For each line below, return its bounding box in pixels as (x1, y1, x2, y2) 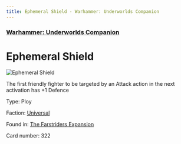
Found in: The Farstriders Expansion (6, 121, 94, 128)
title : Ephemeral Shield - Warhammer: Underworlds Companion (6, 8, 160, 15)
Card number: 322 (6, 132, 51, 139)
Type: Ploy (6, 98, 32, 105)
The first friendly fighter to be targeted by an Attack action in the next (6, 81, 175, 88)
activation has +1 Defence (6, 86, 70, 94)
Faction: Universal (6, 109, 50, 116)
